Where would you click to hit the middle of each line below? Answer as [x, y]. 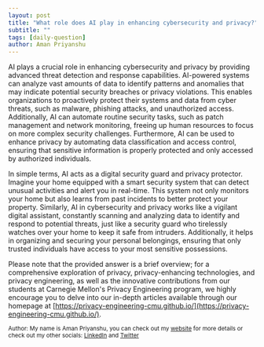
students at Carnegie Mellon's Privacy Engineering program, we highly [123, 289]
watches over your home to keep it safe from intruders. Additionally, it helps [131, 232]
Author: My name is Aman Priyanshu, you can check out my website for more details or [126, 329]
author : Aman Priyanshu [47, 45]
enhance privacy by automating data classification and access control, [123, 142]
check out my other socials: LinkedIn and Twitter [73, 336]
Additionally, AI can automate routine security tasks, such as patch [116, 117]
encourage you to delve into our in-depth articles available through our [123, 298]
